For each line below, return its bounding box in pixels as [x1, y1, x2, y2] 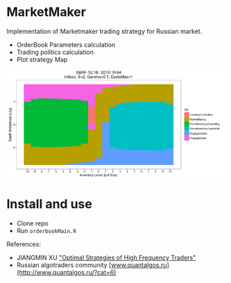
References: [6, 240, 41, 248]
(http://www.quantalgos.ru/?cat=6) [16, 268, 117, 276]
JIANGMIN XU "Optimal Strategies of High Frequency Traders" [16, 253, 196, 261]
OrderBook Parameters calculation [16, 40, 116, 49]
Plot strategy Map [16, 55, 68, 63]
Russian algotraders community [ [16, 261, 112, 269]
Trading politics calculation [16, 48, 94, 56]
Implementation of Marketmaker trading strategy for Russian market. [6, 27, 203, 35]
